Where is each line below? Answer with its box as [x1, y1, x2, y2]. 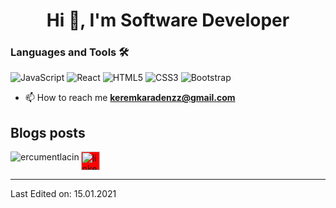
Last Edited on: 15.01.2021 [10, 188, 117, 200]
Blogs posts [10, 124, 86, 141]
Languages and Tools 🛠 [10, 45, 130, 59]
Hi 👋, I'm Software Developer [46, 9, 290, 32]
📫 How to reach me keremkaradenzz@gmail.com [24, 92, 236, 104]
